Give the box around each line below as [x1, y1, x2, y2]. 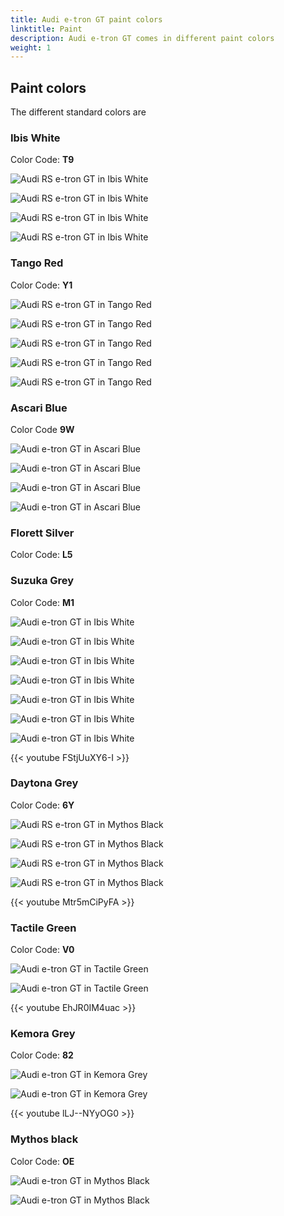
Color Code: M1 [10, 596, 75, 608]
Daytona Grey [10, 776, 79, 790]
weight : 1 [10, 42, 52, 53]
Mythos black [10, 1132, 79, 1146]
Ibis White [10, 131, 61, 145]
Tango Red [10, 256, 64, 270]
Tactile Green [10, 921, 77, 935]
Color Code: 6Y [10, 799, 75, 811]
